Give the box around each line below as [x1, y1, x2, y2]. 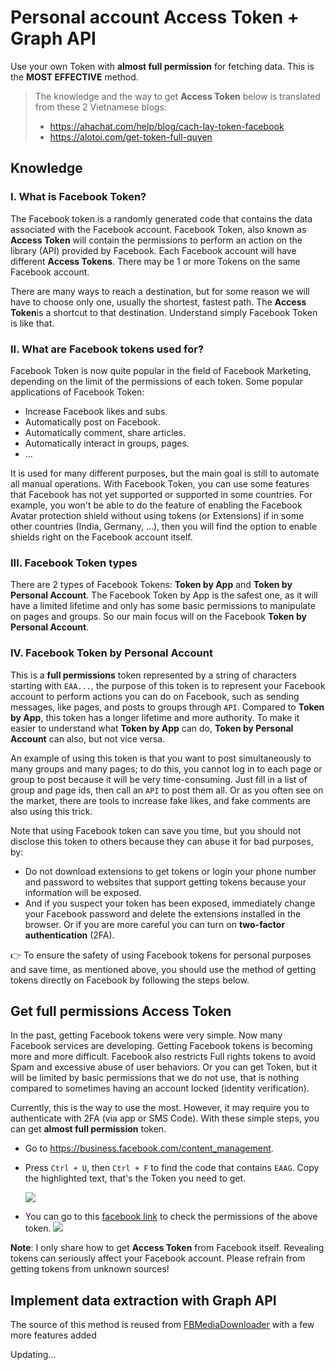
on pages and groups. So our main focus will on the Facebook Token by [10, 611, 307, 623]
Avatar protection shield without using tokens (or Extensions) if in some [10, 509, 305, 521]
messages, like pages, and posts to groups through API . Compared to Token [10, 701, 325, 713]
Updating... [10, 1349, 57, 1361]
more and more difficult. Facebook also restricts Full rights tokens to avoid [10, 1051, 317, 1063]
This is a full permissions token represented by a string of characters [10, 669, 297, 681]
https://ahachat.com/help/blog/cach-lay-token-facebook [49, 120, 285, 132]
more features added [10, 1329, 97, 1341]
